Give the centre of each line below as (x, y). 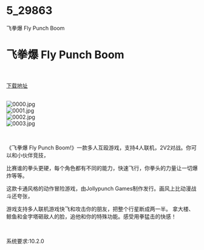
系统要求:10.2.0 (25, 241)
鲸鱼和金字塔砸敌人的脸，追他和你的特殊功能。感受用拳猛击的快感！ (91, 216)
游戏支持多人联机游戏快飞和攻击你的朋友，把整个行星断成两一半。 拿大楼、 (100, 209)
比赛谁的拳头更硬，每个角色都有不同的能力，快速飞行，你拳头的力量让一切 (99, 168)
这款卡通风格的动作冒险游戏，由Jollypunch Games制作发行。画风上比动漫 (99, 188)
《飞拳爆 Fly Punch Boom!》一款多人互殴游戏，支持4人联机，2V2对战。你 (99, 147)
